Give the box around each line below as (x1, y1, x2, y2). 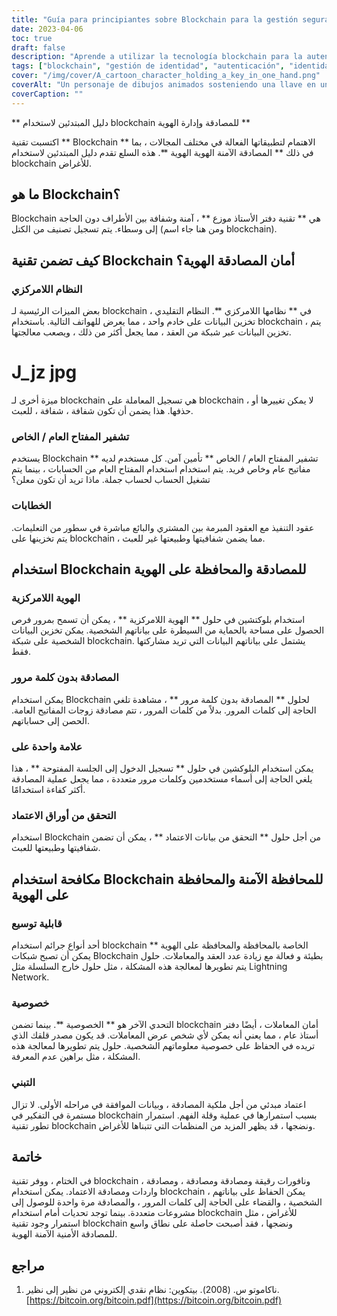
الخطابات (11, 499, 52, 513)
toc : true (11, 33, 53, 43)
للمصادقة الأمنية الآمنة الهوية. (11, 1228, 118, 1240)
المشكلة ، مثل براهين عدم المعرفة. (11, 1051, 141, 1063)
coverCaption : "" (11, 89, 84, 99)
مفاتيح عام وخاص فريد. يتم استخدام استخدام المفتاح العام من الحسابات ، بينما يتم (11, 463, 311, 475)
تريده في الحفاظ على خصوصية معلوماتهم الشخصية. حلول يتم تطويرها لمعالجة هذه (11, 1040, 316, 1052)
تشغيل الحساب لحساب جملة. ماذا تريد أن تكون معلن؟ (11, 474, 211, 486)
